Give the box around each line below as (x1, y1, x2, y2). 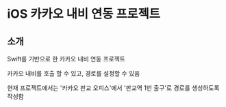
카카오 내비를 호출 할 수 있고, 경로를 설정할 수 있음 (7, 70, 140, 77)
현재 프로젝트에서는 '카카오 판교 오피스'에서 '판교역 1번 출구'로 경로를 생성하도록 (7, 84, 220, 92)
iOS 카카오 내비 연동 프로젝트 (7, 6, 161, 22)
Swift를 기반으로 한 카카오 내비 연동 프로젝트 (7, 55, 125, 63)
